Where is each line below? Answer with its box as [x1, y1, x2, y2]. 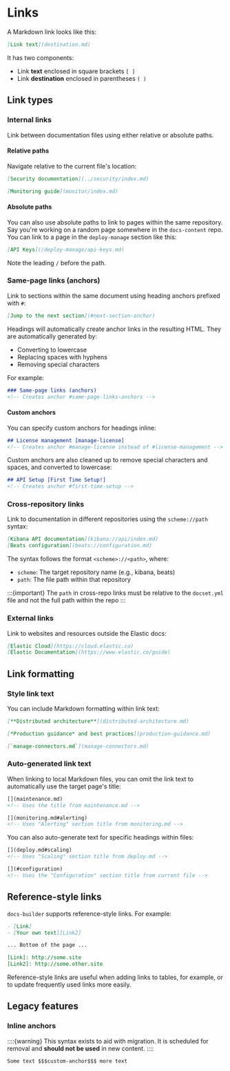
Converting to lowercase [17, 345, 87, 354]
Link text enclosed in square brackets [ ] [17, 67, 136, 75]
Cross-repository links [7, 500, 85, 509]
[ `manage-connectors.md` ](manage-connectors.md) [7, 743, 149, 750]
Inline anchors [7, 1021, 56, 1031]
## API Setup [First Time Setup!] [7, 477, 107, 484]
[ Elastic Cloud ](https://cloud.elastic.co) [7, 643, 134, 650]
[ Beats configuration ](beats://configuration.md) [7, 542, 153, 549]
